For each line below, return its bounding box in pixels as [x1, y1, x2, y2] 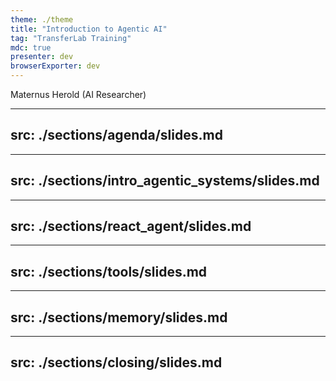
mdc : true [10, 42, 52, 53]
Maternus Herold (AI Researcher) [10, 89, 147, 100]
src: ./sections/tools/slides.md [10, 263, 208, 280]
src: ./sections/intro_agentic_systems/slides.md [10, 172, 320, 190]
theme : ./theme [10, 14, 74, 25]
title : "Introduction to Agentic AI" [10, 24, 168, 34]
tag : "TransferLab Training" [10, 33, 132, 43]
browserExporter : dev [10, 61, 101, 71]
